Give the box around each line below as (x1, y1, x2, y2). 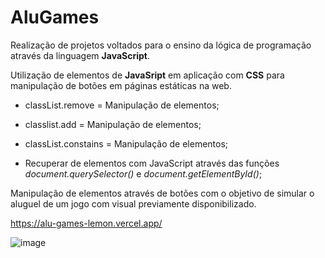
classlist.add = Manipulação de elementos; (24, 118, 202, 130)
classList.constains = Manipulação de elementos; (24, 137, 229, 150)
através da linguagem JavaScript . (10, 49, 150, 61)
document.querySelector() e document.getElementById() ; (24, 167, 263, 180)
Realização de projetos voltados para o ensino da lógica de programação (10, 39, 312, 51)
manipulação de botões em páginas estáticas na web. (10, 79, 232, 91)
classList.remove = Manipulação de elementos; (24, 99, 220, 111)
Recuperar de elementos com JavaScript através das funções (24, 157, 280, 169)
